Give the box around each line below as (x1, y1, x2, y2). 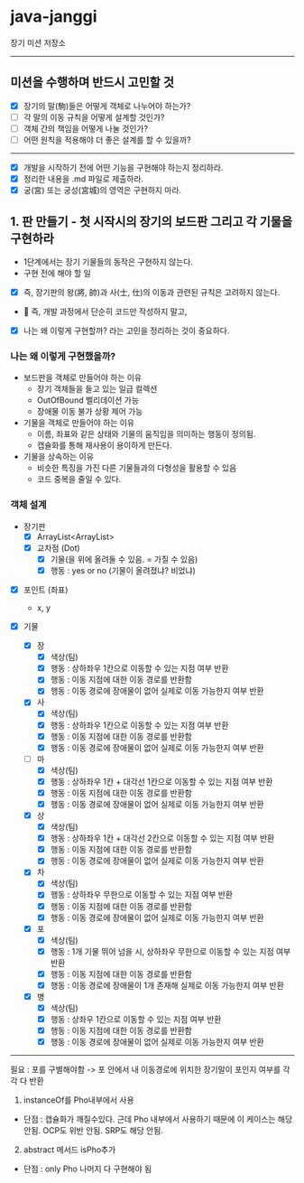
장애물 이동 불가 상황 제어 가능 (36, 406, 143, 417)
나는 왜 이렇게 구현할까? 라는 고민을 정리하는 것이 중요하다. (23, 325, 230, 336)
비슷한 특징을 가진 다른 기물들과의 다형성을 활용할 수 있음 (36, 462, 237, 473)
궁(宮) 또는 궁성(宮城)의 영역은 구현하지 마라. (23, 185, 182, 196)
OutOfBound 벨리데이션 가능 (36, 395, 139, 405)
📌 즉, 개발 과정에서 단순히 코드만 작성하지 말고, (23, 306, 188, 317)
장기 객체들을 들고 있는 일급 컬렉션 (36, 384, 158, 395)
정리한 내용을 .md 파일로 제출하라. (23, 173, 143, 184)
